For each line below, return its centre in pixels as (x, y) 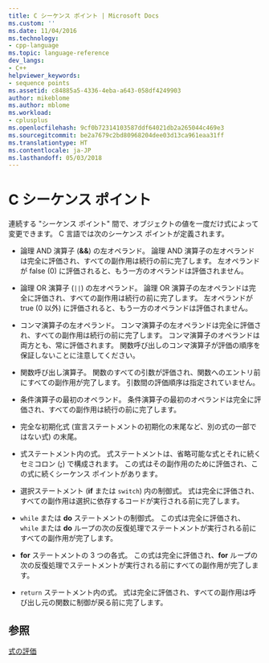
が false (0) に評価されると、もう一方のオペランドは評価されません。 (134, 271)
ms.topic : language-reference (59, 53)
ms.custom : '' (32, 23)
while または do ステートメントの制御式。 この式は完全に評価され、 (132, 518)
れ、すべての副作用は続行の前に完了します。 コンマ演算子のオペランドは (140, 335)
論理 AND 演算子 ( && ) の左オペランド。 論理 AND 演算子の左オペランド (137, 251)
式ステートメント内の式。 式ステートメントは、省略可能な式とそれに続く (141, 454)
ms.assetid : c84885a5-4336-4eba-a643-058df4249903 (95, 90)
